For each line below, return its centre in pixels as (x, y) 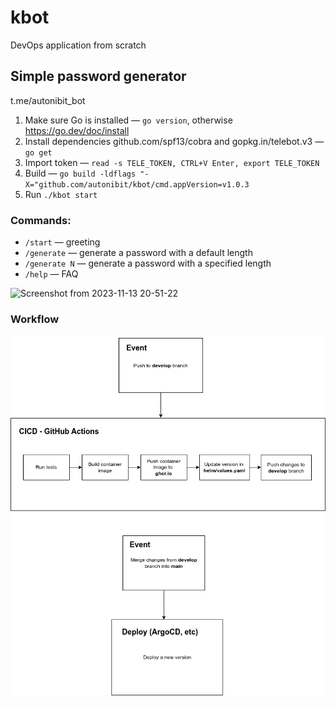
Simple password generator (98, 76)
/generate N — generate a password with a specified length (148, 263)
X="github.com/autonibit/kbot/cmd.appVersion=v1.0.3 (137, 184)
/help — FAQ (51, 274)
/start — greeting (62, 242)
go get (38, 152)
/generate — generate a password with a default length (138, 253)
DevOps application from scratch (78, 45)
